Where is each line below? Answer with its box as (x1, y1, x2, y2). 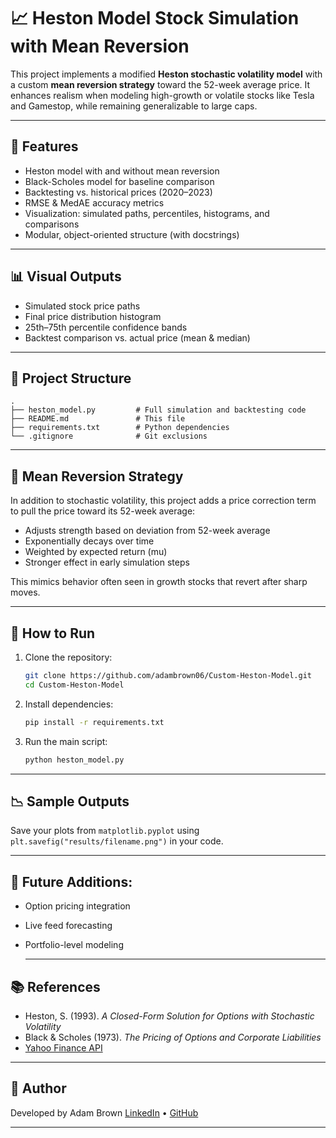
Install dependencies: (24, 698, 114, 710)
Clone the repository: (24, 651, 113, 663)
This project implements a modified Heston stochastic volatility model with (10, 68, 323, 80)
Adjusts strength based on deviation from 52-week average (24, 525, 271, 537)
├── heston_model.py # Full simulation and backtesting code (10, 405, 307, 415)
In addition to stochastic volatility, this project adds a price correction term (10, 495, 317, 507)
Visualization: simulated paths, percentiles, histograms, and (24, 207, 270, 219)
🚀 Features (10, 138, 79, 155)
